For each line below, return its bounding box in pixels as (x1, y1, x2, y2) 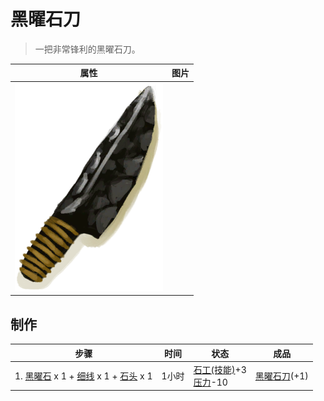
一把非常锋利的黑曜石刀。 (34, 43, 141, 55)
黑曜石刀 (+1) (254, 370, 309, 382)
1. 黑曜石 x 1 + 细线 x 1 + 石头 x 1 (14, 370, 153, 382)
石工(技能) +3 (193, 363, 247, 375)
